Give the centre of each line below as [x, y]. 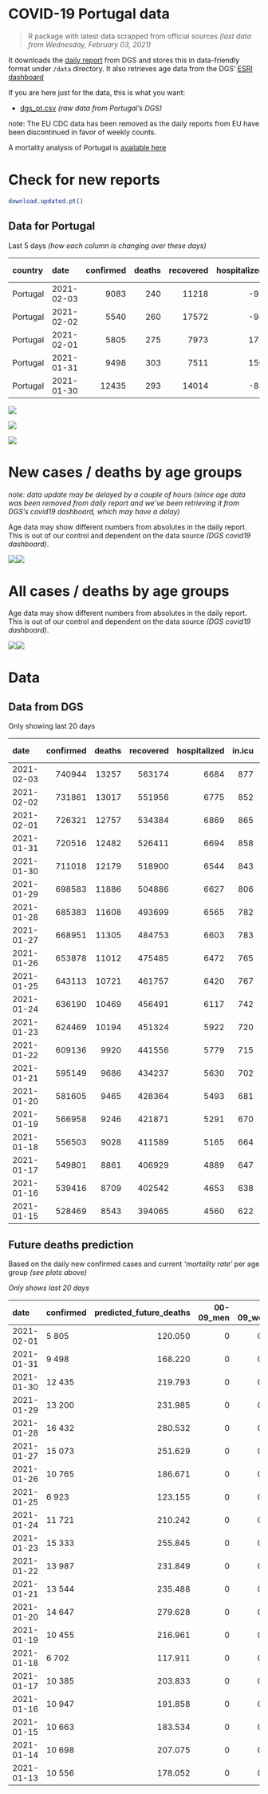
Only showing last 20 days [52, 726]
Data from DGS [46, 707]
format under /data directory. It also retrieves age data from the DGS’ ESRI [130, 68]
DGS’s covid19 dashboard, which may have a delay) [95, 511]
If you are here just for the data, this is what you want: [97, 92]
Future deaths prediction [71, 1245]
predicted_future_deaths [142, 1313]
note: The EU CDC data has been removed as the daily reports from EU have [134, 123]
